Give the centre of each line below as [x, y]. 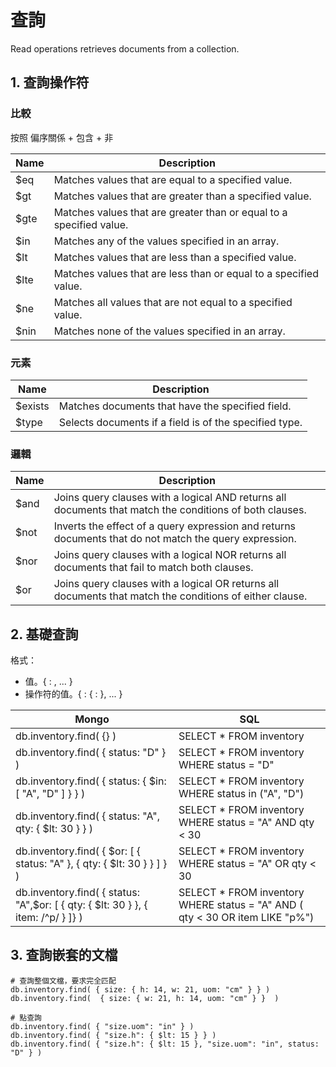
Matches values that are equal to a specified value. [173, 179]
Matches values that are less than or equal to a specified [186, 273]
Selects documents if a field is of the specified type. [180, 422]
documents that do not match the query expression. [175, 539]
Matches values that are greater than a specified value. [182, 196]
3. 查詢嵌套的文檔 [64, 955]
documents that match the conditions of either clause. [180, 596]
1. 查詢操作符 [50, 82]
